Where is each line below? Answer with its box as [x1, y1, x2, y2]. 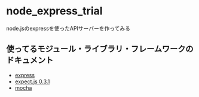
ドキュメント [6, 55, 54, 65]
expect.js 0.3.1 [14, 78, 50, 85]
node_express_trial [6, 4, 103, 18]
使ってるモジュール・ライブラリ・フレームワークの [6, 44, 194, 54]
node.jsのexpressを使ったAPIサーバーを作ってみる [6, 25, 130, 32]
